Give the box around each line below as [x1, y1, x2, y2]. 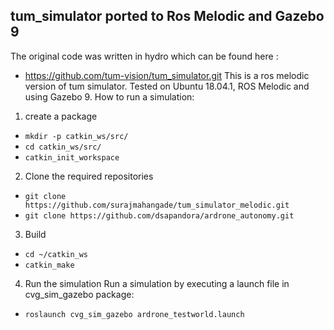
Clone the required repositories [24, 170, 154, 182]
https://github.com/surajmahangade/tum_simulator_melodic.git [24, 200, 290, 210]
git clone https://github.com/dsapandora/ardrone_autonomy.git [24, 210, 295, 221]
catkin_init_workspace [24, 152, 120, 163]
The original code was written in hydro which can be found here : [10, 50, 279, 62]
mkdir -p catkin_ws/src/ [24, 131, 129, 141]
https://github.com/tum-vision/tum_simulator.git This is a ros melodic [24, 69, 310, 81]
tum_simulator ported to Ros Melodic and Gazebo [10, 8, 325, 25]
